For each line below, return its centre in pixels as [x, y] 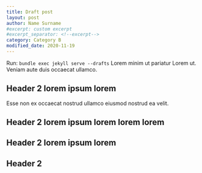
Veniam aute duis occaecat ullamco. [52, 69]
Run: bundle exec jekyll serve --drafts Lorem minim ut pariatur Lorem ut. [101, 63]
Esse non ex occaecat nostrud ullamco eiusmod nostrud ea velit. [88, 103]
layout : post [23, 18]
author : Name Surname [34, 23]
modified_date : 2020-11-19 [41, 46]
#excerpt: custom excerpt [39, 29]
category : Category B [34, 40]
